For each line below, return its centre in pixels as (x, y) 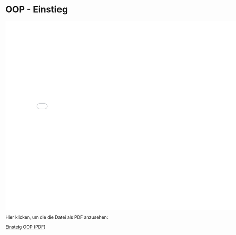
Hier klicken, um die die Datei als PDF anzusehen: (57, 217)
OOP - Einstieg (37, 9)
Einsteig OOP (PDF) (25, 227)
